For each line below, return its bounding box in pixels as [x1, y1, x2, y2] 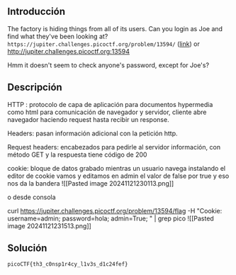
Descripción [7, 82, 62, 94]
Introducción [7, 6, 66, 18]
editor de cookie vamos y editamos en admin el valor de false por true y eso [7, 172, 230, 180]
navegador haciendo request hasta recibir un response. [7, 115, 169, 123]
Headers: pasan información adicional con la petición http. [7, 129, 178, 137]
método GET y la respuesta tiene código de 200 [7, 150, 147, 159]
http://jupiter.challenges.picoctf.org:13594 [7, 47, 130, 55]
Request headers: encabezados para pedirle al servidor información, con [7, 142, 221, 151]
